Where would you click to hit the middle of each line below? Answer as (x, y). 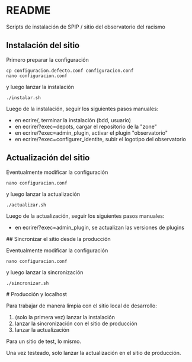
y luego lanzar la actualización (43, 194)
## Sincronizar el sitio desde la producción (58, 239)
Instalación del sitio (43, 45)
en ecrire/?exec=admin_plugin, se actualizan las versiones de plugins (100, 227)
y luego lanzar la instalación (40, 87)
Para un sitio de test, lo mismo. (44, 341)
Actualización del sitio (48, 158)
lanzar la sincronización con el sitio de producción (76, 323)
